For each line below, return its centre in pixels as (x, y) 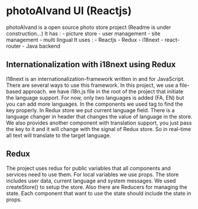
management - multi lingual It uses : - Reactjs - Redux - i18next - (85, 40)
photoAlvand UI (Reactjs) (69, 11)
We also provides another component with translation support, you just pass (99, 123)
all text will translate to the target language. (59, 135)
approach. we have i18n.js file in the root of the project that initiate (103, 91)
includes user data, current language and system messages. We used (91, 181)
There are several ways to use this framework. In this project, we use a (92, 85)
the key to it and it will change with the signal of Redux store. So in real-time (98, 129)
